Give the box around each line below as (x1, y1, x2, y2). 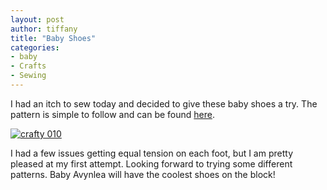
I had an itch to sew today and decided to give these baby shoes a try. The (10, 97, 318, 110)
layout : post (10, 14, 65, 25)
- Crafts (10, 61, 47, 71)
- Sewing (10, 71, 47, 81)
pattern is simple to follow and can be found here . (10, 108, 215, 120)
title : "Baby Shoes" (10, 33, 97, 43)
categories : (10, 42, 60, 53)
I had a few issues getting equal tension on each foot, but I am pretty (10, 147, 294, 159)
